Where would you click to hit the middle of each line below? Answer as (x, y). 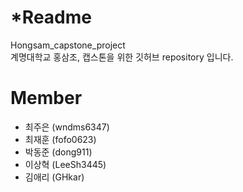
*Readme (51, 17)
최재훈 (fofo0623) (60, 139)
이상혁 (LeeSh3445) (65, 164)
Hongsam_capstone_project (68, 45)
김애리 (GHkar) (54, 177)
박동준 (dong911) (58, 152)
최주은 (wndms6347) (67, 127)
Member (46, 98)
